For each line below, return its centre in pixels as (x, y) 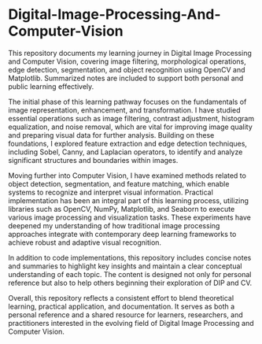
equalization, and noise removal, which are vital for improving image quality (131, 127)
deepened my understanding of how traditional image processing (114, 225)
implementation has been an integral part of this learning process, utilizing (129, 200)
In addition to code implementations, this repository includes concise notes (130, 257)
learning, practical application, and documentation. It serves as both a (122, 306)
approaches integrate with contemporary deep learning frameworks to (122, 234)
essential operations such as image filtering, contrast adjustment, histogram (131, 118)
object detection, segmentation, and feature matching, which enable (119, 183)
